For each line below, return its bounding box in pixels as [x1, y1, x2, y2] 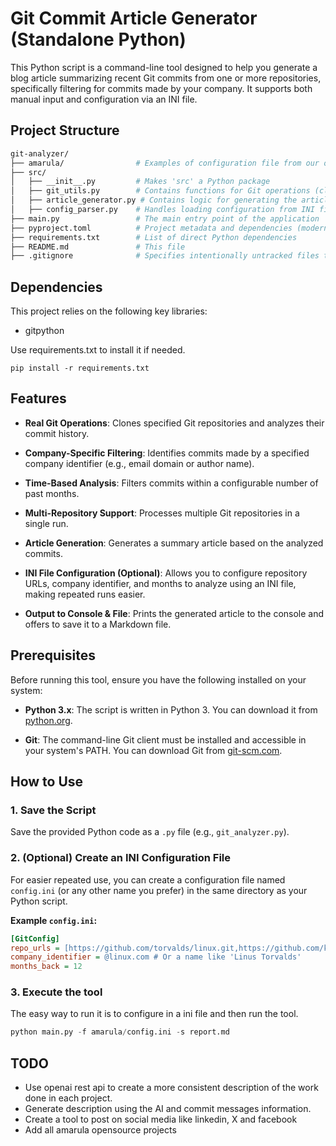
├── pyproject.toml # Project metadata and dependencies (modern [10, 223, 329, 233]
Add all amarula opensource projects [24, 1124, 177, 1136]
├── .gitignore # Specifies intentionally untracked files [10, 251, 320, 261]
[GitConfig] [10, 933, 60, 944]
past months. [24, 487, 80, 499]
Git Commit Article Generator [10, 7, 258, 30]
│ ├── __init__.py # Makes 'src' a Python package [10, 177, 271, 187]
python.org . [24, 714, 73, 726]
